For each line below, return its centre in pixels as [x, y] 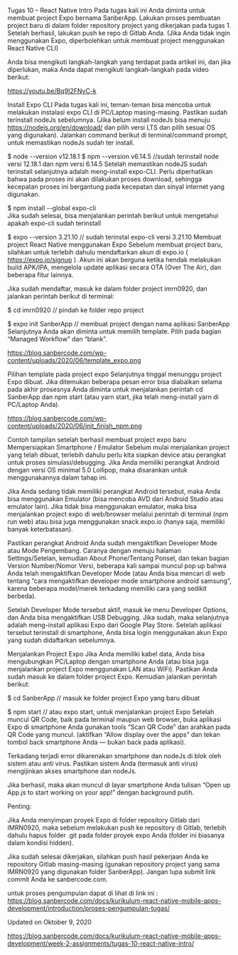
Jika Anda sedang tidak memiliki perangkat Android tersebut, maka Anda [114, 491]
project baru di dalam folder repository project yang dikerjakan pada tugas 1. [119, 25]
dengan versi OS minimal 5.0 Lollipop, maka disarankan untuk [98, 470]
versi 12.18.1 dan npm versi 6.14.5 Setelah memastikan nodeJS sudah [107, 164]
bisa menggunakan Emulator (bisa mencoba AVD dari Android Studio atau [115, 499]
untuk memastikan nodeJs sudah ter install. [71, 143]
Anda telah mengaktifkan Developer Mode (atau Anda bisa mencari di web [116, 573]
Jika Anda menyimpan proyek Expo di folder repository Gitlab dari [104, 820]
